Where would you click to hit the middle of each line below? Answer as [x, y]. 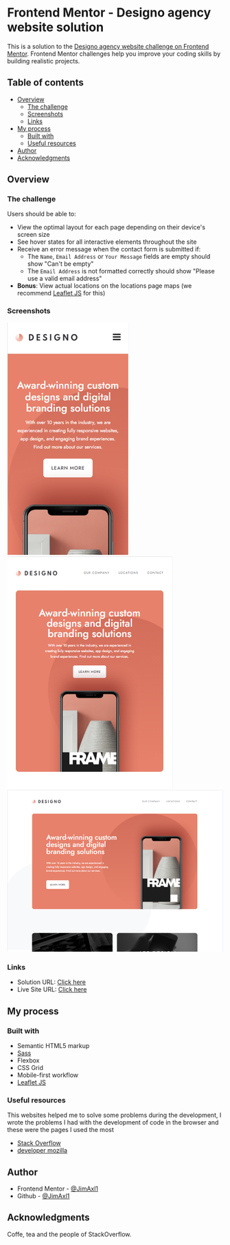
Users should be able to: [42, 214]
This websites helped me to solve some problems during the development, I [114, 1115]
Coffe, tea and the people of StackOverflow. [69, 1234]
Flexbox [28, 1060]
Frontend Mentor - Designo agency [109, 13]
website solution [56, 27]
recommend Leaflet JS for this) [61, 293]
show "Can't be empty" [60, 264]
